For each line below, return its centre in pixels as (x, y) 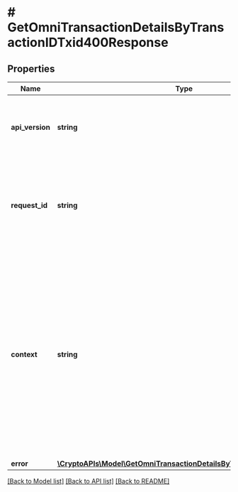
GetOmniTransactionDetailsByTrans (116, 27)
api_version (31, 127)
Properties (31, 69)
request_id (29, 205)
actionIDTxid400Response (88, 43)
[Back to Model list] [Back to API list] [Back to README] (89, 481)
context (24, 354)
